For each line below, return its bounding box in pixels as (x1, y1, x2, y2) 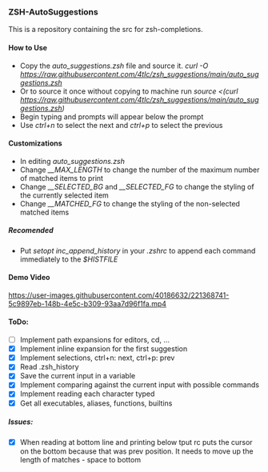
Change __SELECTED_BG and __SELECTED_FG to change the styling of (19, 182, 254, 191)
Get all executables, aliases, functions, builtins (19, 398, 173, 408)
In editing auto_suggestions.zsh (19, 156, 126, 166)
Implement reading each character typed (19, 389, 155, 398)
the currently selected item (19, 190, 110, 200)
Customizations (8, 138, 62, 148)
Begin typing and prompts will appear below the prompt (19, 111, 204, 122)
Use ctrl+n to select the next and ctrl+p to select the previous (19, 120, 223, 130)
